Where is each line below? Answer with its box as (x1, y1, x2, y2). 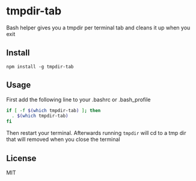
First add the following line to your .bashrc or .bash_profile (6, 96, 151, 103)
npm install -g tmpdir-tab (6, 64, 74, 70)
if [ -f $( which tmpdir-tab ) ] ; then (6, 107, 101, 113)
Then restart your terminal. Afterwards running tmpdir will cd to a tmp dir (6, 129, 186, 137)
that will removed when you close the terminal (6, 136, 120, 143)
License (6, 153, 37, 163)
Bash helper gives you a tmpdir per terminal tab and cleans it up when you (6, 24, 191, 31)
